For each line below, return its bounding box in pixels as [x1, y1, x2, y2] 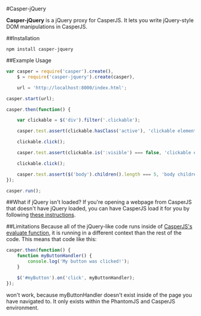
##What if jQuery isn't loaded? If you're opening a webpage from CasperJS [6, 198, 193, 206]
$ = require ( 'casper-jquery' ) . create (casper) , [17, 74, 135, 80]
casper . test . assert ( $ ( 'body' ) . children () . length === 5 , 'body [17, 171, 175, 177]
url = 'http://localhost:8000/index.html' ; [17, 85, 127, 91]
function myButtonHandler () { [17, 253, 93, 259]
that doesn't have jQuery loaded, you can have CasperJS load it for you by [6, 205, 190, 212]
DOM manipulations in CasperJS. [6, 23, 88, 30]
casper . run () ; [6, 188, 42, 194]
